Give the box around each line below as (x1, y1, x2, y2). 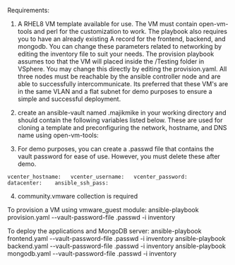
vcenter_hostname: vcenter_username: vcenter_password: (7, 173, 188, 180)
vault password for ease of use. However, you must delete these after (17, 152, 220, 160)
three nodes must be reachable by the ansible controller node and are (17, 72, 221, 81)
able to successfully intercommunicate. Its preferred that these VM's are (17, 80, 229, 88)
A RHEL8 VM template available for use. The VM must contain (17, 20, 198, 28)
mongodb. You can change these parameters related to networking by (17, 42, 222, 50)
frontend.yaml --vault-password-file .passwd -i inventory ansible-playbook (7, 235, 226, 242)
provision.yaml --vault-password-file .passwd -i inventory (7, 213, 176, 221)
